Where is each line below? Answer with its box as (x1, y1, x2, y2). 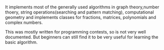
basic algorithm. (5, 39, 38, 45)
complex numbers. (5, 19, 43, 25)
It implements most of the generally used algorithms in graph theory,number (5, 4, 160, 10)
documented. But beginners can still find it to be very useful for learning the (5, 34, 159, 40)
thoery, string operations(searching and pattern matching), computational (5, 9, 154, 15)
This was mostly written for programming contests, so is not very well (5, 29, 146, 34)
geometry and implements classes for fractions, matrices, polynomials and (5, 15, 156, 20)
